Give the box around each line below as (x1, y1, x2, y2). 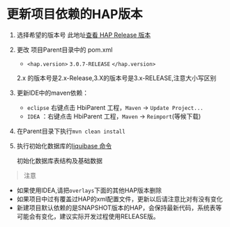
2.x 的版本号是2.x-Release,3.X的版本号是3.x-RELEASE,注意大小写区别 (16, 74, 217, 82)
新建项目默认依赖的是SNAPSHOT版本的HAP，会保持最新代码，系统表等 (16, 203, 222, 212)
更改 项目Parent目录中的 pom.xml (16, 45, 113, 54)
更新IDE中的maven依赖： (16, 88, 89, 97)
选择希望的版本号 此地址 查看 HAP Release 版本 (16, 31, 151, 39)
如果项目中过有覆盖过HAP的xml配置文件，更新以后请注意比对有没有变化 (16, 194, 224, 203)
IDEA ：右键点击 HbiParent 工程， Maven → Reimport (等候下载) (26, 112, 201, 120)
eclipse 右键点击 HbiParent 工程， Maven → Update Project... (26, 103, 204, 111)
